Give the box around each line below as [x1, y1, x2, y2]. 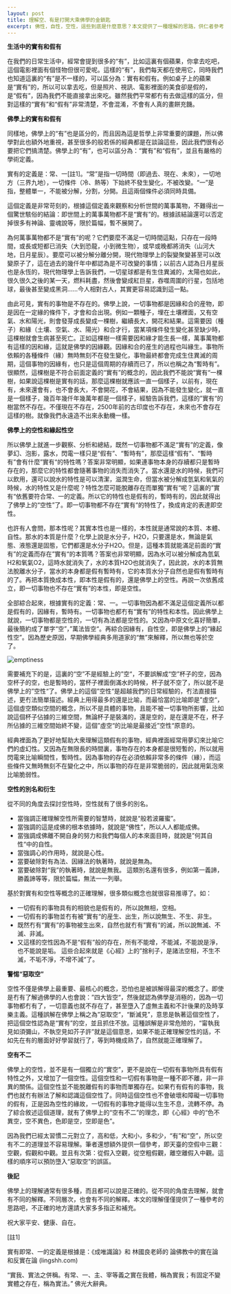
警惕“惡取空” [7, 970, 45, 978]
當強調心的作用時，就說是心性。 [16, 849, 108, 857]
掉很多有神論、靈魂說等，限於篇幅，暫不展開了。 [7, 219, 146, 227]
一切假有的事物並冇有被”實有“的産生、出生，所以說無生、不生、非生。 [16, 912, 216, 920]
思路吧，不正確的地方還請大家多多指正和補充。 [7, 1204, 140, 1212]
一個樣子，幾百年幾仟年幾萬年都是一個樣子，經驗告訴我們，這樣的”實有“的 [12, 394, 223, 402]
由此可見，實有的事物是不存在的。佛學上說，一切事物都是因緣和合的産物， [7, 300, 218, 308]
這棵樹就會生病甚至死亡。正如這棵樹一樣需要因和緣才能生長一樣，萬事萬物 [7, 334, 218, 343]
